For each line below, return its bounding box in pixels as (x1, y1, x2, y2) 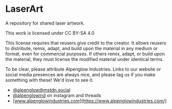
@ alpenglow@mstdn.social (12, 86, 71, 93)
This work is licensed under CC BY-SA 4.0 (5, 30, 95, 36)
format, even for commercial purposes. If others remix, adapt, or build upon (5, 51, 165, 57)
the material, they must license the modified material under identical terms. (5, 56, 164, 62)
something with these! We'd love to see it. (5, 77, 94, 83)
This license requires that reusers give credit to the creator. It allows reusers (5, 39, 166, 46)
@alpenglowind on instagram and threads (12, 92, 102, 98)
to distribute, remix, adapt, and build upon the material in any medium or (5, 45, 158, 51)
